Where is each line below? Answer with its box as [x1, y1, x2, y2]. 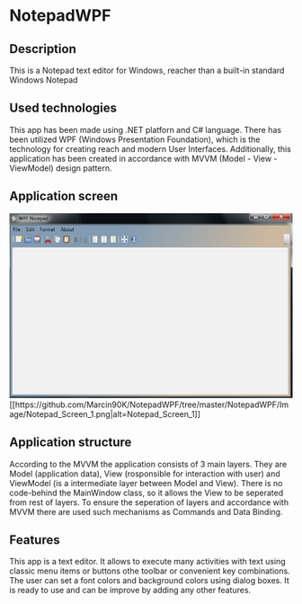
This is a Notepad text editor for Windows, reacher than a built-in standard [9, 65, 285, 75]
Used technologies [9, 101, 118, 116]
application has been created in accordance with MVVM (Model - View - [9, 153, 278, 164]
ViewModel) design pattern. [9, 163, 112, 173]
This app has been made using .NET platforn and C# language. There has [9, 124, 281, 135]
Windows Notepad [9, 75, 78, 85]
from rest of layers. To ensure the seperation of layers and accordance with [9, 496, 289, 508]
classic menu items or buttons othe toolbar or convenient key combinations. [9, 565, 290, 576]
